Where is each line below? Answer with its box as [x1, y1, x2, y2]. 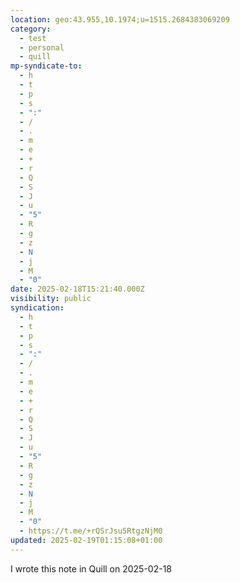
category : [10, 24, 52, 34]
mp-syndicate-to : [10, 61, 83, 71]
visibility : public [10, 294, 92, 304]
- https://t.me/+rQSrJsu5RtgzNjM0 [19, 526, 163, 536]
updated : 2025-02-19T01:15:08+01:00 [10, 535, 163, 545]
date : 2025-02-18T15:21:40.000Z [10, 284, 145, 295]
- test [19, 33, 47, 43]
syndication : [10, 303, 65, 313]
